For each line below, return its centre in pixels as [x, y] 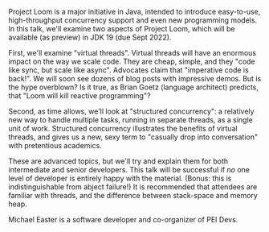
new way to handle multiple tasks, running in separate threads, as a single [130, 120]
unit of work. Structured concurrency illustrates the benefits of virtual [123, 128]
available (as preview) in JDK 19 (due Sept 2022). [90, 37]
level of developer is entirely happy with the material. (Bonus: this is [120, 178]
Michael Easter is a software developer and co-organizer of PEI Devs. [123, 220]
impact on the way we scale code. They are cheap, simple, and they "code [132, 61]
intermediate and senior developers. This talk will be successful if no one [129, 170]
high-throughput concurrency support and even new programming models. [133, 20]
